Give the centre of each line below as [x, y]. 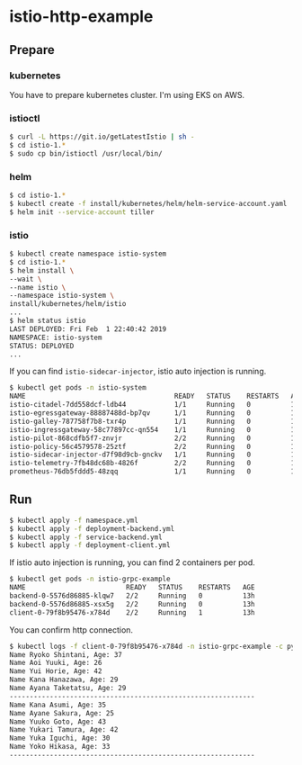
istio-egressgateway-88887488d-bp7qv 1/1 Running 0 [130, 413]
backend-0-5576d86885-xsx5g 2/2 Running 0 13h [132, 604]
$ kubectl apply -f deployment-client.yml [90, 545]
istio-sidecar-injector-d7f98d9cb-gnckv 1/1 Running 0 [130, 455]
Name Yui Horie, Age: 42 [56, 671]
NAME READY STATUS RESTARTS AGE [132, 588]
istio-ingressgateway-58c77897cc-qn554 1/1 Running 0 [130, 429]
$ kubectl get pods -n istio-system [78, 388]
